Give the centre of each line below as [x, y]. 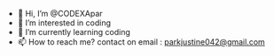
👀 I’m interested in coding [64, 23]
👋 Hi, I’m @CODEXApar [60, 14]
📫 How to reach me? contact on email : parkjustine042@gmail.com [141, 42]
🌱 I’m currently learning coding [74, 32]
